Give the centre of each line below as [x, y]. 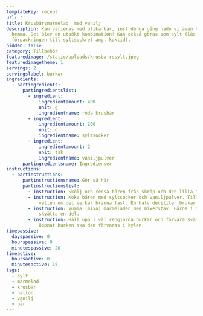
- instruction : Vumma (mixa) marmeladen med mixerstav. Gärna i [111, 208]
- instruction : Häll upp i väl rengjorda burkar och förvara [107, 220]
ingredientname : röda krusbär [76, 113]
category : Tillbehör [32, 51]
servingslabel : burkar [35, 74]
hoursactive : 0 [31, 259]
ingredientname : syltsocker [74, 136]
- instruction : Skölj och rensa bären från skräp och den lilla [111, 192]
